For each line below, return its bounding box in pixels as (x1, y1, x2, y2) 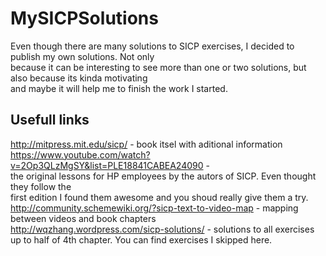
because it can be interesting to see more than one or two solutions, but (10, 61, 307, 73)
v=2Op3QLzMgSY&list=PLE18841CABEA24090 (10, 159, 204, 171)
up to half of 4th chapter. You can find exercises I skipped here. (10, 233, 273, 246)
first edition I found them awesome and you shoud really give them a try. (10, 191, 309, 203)
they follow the (10, 180, 72, 192)
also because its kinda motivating (10, 72, 148, 84)
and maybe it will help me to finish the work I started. (10, 82, 228, 94)
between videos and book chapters (10, 212, 157, 224)
